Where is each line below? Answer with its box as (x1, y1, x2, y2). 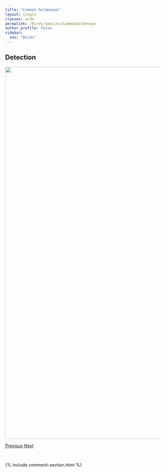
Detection (5, 53, 36, 62)
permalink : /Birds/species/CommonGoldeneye (5, 21, 96, 26)
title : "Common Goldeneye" (5, 7, 61, 12)
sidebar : (5, 30, 23, 35)
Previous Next (5, 442, 34, 449)
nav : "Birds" (9, 35, 37, 40)
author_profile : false (5, 26, 52, 31)
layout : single (5, 12, 37, 17)
